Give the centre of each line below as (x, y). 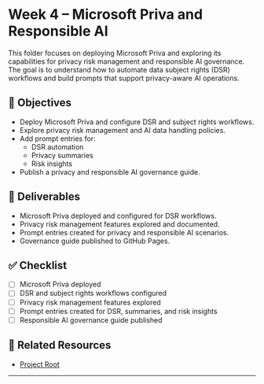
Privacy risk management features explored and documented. (119, 224)
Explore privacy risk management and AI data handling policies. (123, 130)
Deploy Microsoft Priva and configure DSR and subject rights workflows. (137, 122)
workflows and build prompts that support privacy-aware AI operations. (124, 78)
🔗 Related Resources (60, 345)
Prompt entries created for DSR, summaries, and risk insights (118, 311)
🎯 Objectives (40, 103)
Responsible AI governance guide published (91, 319)
